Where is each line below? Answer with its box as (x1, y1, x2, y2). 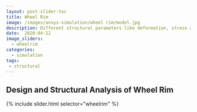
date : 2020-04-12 (6, 30, 51, 36)
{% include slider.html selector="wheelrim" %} (6, 100, 119, 107)
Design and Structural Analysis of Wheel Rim (6, 84, 174, 94)
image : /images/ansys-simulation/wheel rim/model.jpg (6, 19, 141, 25)
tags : (6, 57, 19, 63)
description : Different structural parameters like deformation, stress (6, 25, 188, 31)
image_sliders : (6, 36, 43, 42)
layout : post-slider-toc (6, 8, 67, 15)
